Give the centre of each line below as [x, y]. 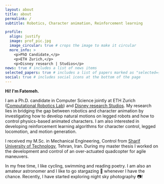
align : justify [25, 37]
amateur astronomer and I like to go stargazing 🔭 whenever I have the [75, 171]
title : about [18, 14]
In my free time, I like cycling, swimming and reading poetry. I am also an [78, 166]
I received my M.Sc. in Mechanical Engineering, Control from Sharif [73, 141]
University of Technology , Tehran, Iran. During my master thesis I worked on [82, 146]
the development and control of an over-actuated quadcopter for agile [76, 151]
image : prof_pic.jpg [30, 41]
